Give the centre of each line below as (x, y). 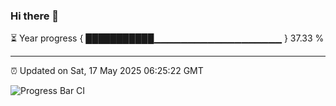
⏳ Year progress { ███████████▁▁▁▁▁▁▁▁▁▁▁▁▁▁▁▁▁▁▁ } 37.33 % (167, 38)
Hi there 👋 (35, 16)
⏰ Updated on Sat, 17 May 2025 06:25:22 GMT (107, 71)
